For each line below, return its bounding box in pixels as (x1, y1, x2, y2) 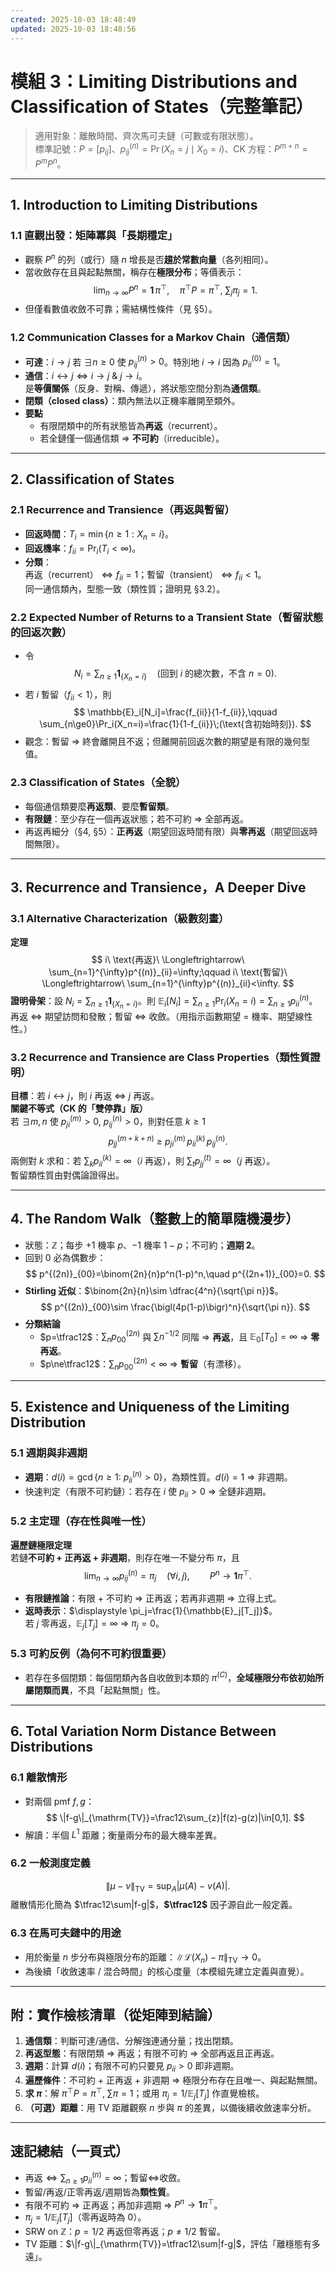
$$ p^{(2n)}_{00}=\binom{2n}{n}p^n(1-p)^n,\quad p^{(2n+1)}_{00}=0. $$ (25, 1267, 326, 1280)
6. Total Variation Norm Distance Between (10, 1723, 277, 1740)
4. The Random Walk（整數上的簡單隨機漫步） (10, 1211, 300, 1228)
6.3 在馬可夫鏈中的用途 (10, 1926, 122, 1940)
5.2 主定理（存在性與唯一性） (10, 1514, 152, 1528)
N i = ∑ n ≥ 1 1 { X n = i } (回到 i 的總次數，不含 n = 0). (73, 667, 277, 683)
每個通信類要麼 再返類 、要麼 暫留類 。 (24, 800, 175, 812)
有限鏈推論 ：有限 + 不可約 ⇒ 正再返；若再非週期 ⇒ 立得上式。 (24, 1592, 282, 1605)
